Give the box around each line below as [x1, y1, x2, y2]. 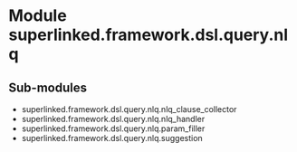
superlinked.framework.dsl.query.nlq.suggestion [21, 133, 203, 143]
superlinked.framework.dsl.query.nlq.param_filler [21, 123, 206, 134]
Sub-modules [8, 80, 88, 95]
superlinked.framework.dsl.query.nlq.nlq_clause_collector [21, 104, 237, 114]
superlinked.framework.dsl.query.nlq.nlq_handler [21, 114, 206, 124]
